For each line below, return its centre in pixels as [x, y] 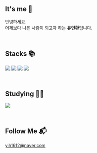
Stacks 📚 [20, 54]
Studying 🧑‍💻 [25, 94]
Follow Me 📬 [26, 131]
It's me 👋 [19, 9]
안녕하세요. [16, 21]
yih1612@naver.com [25, 146]
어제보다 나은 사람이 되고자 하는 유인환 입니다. [49, 28]
